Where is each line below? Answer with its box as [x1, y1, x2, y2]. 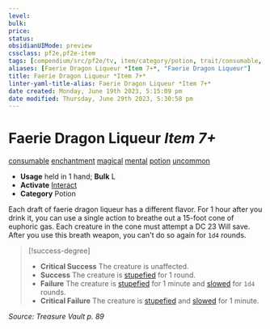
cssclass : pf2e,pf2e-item [8, 49, 95, 57]
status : [8, 34, 35, 43]
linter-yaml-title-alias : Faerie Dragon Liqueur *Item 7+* [8, 79, 212, 87]
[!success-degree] [27, 246, 91, 255]
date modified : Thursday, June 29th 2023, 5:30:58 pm [8, 95, 194, 103]
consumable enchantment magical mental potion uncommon [8, 156, 210, 166]
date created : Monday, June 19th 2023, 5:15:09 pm [8, 86, 183, 95]
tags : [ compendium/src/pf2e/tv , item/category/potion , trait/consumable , [8, 57, 263, 65]
